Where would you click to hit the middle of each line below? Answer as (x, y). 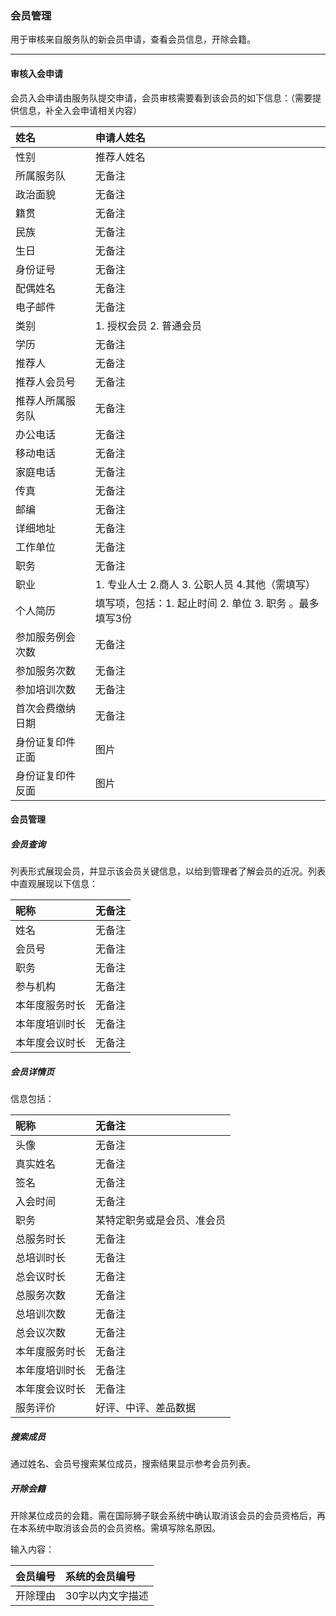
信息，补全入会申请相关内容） (80, 110)
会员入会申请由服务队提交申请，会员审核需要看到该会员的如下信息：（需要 (161, 98)
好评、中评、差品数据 (146, 1408)
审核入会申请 (36, 73)
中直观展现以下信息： (54, 884)
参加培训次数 (46, 689)
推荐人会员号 (46, 382)
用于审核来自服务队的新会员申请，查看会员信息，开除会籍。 (133, 39)
